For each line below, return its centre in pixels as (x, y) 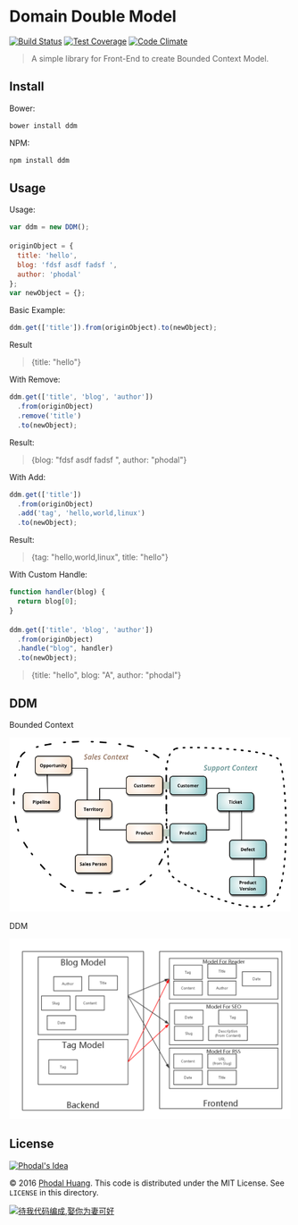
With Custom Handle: (48, 575)
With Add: (28, 477)
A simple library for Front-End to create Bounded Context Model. (150, 58)
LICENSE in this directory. (54, 1192)
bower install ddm (43, 126)
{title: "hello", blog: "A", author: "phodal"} (106, 675)
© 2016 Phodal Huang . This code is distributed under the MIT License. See (147, 1183)
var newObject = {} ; (48, 293)
